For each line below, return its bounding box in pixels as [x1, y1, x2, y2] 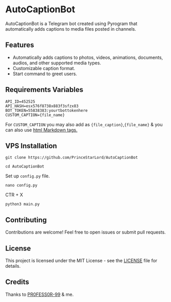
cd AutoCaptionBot [5, 164, 44, 169]
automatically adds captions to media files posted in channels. [5, 26, 136, 32]
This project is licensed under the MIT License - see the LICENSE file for [5, 258, 157, 264]
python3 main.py [5, 202, 40, 207]
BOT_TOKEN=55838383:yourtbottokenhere [5, 108, 88, 113]
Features [5, 41, 34, 50]
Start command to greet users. [12, 71, 78, 77]
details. [5, 263, 21, 269]
